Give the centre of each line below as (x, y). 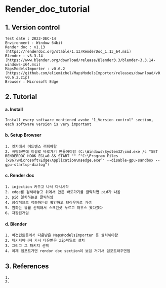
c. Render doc (20, 176)
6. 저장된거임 (17, 213)
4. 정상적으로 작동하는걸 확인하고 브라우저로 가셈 (48, 203)
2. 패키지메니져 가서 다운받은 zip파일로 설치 (45, 241)
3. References (27, 266)
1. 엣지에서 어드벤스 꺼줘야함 (31, 146)
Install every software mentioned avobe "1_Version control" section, (79, 120)
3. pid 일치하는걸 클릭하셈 (29, 197)
